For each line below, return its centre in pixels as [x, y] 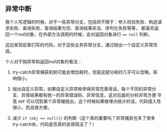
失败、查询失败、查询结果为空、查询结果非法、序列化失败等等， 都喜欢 [82, 28]
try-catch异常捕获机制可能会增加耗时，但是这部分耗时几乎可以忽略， [83, 72]
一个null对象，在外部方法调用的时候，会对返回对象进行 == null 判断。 [81, 34]
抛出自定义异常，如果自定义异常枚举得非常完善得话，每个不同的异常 [82, 89]
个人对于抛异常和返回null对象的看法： [44, 62]
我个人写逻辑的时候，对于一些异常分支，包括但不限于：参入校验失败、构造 [81, 22]
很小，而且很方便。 [32, 107]
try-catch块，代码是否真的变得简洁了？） [54, 124]
